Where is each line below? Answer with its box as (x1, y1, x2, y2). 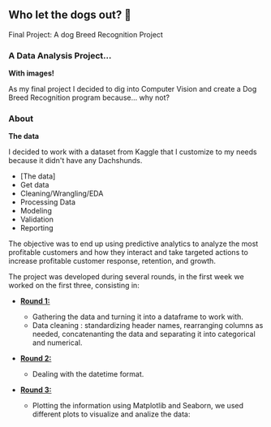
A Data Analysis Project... (8, 50, 112, 61)
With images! (8, 68, 54, 78)
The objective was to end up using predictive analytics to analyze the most (8, 239, 259, 248)
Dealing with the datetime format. (32, 369, 144, 379)
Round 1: (19, 296, 50, 306)
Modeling (19, 206, 53, 216)
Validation (19, 214, 54, 224)
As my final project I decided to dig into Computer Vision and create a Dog (8, 84, 257, 94)
